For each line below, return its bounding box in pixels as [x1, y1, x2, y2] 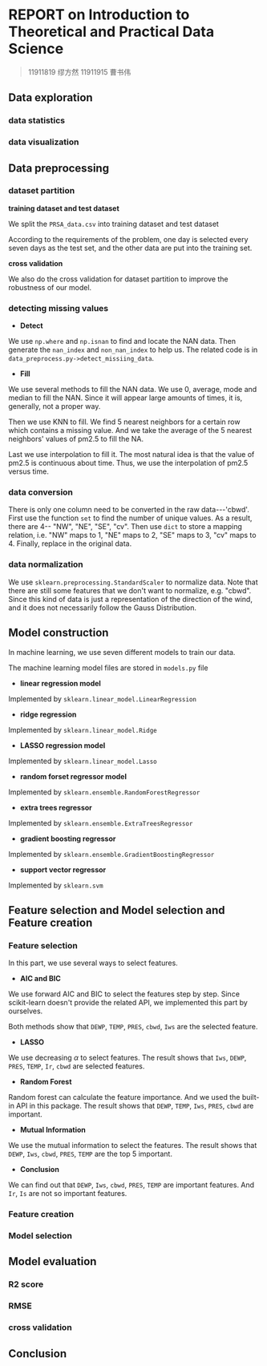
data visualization [8, 136, 79, 148]
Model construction [8, 626, 109, 640]
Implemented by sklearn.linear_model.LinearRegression [8, 693, 196, 703]
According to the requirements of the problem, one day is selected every [8, 234, 249, 244]
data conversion [8, 487, 74, 498]
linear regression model [19, 678, 102, 688]
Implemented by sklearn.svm [8, 880, 103, 890]
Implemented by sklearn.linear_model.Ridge [8, 725, 158, 734]
